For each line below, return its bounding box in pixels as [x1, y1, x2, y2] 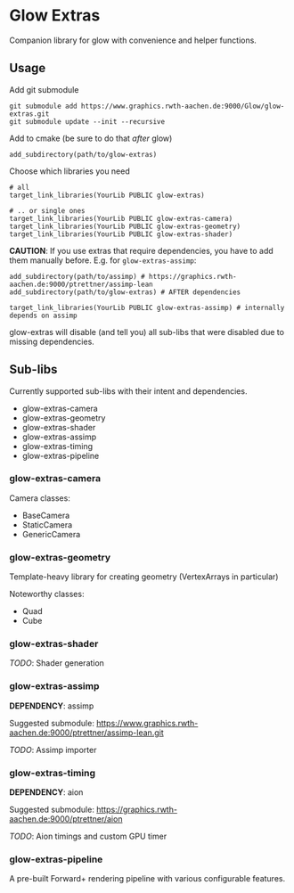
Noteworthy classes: [9, 589, 85, 600]
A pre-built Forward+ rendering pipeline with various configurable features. [9, 873, 286, 884]
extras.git [9, 109, 50, 119]
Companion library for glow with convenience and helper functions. [9, 35, 257, 45]
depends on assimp [9, 311, 78, 320]
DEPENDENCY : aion [9, 787, 84, 798]
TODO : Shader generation [9, 658, 105, 668]
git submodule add [9, 102, 78, 111]
